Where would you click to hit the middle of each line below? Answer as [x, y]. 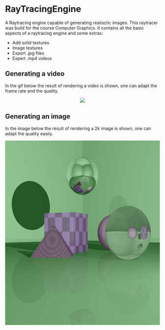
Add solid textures [31, 42]
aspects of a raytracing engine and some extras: [54, 33]
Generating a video [35, 74]
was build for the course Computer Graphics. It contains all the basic [74, 28]
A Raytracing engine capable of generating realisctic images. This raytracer [82, 23]
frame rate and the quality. [32, 91]
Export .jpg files [28, 53]
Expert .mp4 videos [32, 58]
